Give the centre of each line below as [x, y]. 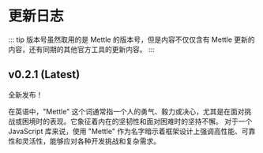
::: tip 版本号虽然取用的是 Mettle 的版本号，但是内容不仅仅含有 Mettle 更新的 [131, 39]
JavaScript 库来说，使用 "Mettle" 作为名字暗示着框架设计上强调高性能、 [125, 131]
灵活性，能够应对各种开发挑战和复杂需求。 [91, 141]
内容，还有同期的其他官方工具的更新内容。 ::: [82, 49]
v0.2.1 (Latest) [44, 75]
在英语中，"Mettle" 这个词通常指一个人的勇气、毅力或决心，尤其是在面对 [126, 111]
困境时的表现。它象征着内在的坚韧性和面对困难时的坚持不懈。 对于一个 [137, 121]
